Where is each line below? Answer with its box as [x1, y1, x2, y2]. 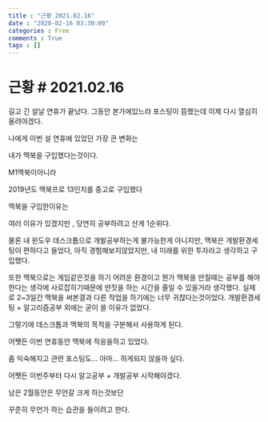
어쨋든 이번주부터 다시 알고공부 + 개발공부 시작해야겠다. [8, 371, 182, 380]
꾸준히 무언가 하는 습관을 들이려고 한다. [8, 405, 130, 415]
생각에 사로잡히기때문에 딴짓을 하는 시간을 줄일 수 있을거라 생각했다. [29, 283, 242, 292]
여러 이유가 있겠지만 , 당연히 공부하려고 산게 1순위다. [8, 219, 171, 228]
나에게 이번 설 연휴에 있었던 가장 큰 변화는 [8, 134, 138, 143]
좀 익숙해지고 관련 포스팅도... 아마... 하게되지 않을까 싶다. [8, 354, 186, 364]
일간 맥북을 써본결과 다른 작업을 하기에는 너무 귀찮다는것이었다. [30, 293, 226, 303]
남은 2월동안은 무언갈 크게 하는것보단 [8, 388, 124, 397]
